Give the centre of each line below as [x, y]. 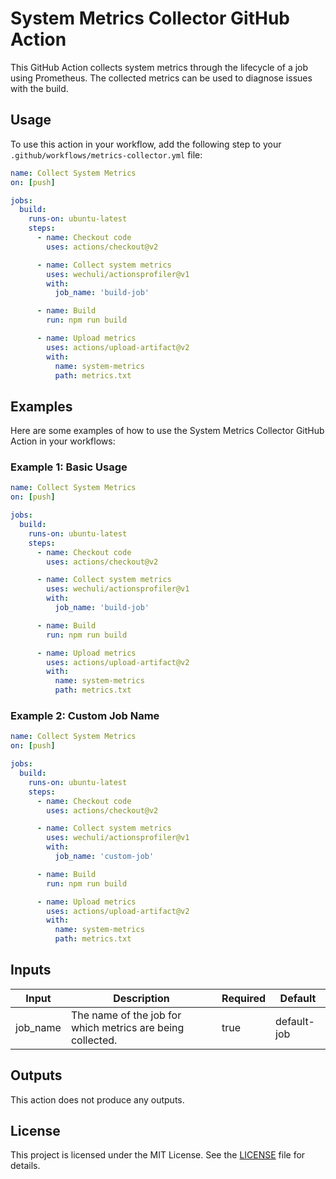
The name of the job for [126, 1015]
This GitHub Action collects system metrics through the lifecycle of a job [159, 67]
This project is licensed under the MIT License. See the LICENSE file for [158, 1155]
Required [244, 998]
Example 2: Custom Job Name [85, 716]
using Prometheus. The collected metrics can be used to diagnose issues [161, 78]
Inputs [31, 970]
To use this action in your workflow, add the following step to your [146, 144]
